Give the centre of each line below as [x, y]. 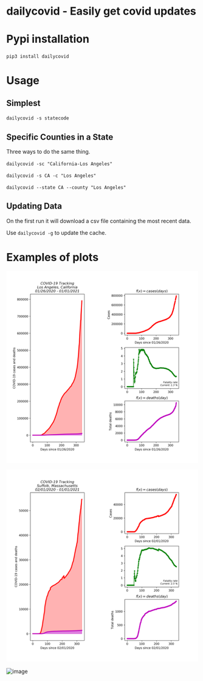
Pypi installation [48, 39]
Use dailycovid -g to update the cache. [56, 232]
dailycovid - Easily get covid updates [101, 11]
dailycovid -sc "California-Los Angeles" [60, 164]
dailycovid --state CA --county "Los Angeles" [66, 187]
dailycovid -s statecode [38, 118]
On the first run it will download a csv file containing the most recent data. [99, 221]
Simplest [23, 103]
